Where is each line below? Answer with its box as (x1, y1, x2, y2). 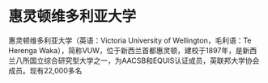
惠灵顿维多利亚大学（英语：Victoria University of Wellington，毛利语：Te (8, 35, 253, 45)
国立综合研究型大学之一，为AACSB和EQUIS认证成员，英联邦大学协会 (29, 56, 260, 65)
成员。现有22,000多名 (8, 65, 83, 75)
